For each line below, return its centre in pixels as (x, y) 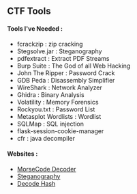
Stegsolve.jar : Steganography (59, 51)
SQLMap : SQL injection (50, 124)
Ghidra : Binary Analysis (50, 94)
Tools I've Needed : (35, 28)
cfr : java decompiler (46, 138)
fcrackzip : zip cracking (50, 44)
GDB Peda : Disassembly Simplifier (66, 80)
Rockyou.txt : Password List (56, 109)
